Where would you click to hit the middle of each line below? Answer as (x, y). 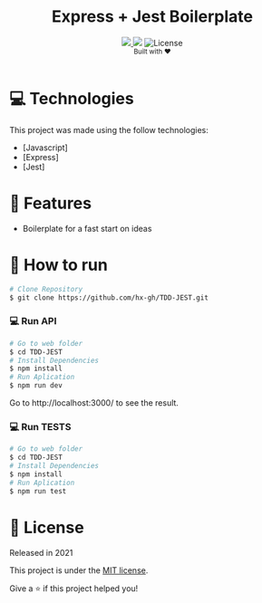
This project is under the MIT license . (79, 570)
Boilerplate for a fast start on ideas (87, 228)
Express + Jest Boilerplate (152, 17)
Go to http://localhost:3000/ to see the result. (94, 403)
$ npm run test (38, 491)
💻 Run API (33, 321)
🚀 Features (51, 203)
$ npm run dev (36, 386)
